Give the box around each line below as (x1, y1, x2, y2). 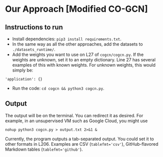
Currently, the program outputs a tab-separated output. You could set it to (5, 136, 154, 142)
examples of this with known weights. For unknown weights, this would (12, 62, 156, 68)
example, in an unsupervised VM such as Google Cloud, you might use (5, 118, 148, 124)
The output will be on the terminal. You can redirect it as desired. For (5, 112, 143, 118)
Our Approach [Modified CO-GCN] (5, 3, 148, 15)
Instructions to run (5, 23, 63, 31)
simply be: (12, 67, 33, 73)
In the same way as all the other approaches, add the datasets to (12, 41, 143, 47)
